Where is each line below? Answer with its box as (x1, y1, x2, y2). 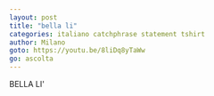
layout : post (9, 12, 58, 22)
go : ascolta (9, 54, 53, 63)
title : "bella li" (9, 21, 78, 30)
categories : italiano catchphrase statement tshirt (9, 29, 205, 38)
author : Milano (9, 37, 66, 47)
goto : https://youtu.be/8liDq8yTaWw (9, 46, 145, 55)
